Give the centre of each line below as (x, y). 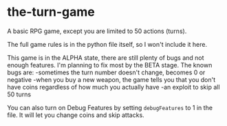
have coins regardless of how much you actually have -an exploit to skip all (113, 87)
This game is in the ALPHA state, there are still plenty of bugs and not (106, 57)
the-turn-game (51, 12)
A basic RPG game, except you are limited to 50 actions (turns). (97, 31)
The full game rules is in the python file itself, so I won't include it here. (107, 44)
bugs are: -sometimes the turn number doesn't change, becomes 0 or (106, 72)
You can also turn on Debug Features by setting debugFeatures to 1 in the (110, 107)
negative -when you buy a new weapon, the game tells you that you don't (111, 79)
